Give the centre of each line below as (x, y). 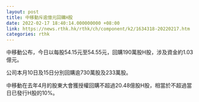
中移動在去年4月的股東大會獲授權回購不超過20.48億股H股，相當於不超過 (96, 86)
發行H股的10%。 (37, 93)
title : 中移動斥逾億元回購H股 (40, 18)
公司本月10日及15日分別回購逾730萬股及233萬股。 (69, 72)
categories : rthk (28, 34)
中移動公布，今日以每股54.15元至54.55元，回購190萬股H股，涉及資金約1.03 (100, 53)
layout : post (23, 12)
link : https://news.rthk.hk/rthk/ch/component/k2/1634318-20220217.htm (98, 29)
